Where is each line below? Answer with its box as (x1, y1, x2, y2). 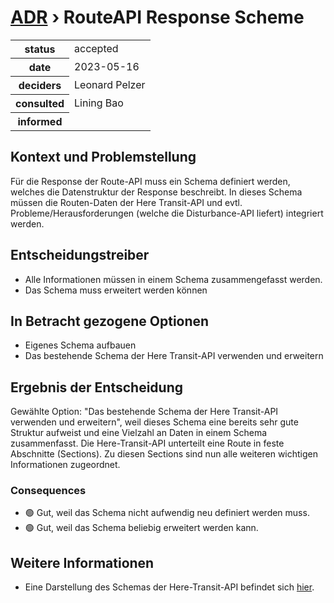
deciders (18, 78, 62, 92)
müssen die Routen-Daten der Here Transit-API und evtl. (10, 196, 243, 208)
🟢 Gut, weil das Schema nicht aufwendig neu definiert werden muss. (24, 507, 310, 519)
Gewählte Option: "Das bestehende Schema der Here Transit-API (10, 406, 279, 418)
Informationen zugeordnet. (10, 459, 121, 471)
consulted (15, 96, 65, 110)
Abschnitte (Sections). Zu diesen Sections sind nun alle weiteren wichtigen (10, 448, 318, 460)
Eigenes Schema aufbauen (24, 339, 137, 351)
